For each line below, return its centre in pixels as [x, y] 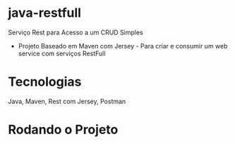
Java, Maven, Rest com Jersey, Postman [67, 101]
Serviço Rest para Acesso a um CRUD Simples [76, 32]
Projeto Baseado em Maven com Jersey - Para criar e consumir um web [123, 46]
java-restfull [45, 13]
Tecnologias [45, 82]
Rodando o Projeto [63, 130]
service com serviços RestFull [62, 53]
